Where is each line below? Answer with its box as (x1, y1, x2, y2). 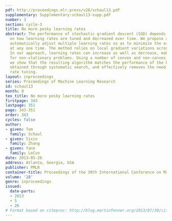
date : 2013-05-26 (5, 155, 42, 160)
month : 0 (5, 88, 24, 94)
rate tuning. (10, 70, 38, 75)
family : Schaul (10, 131, 42, 136)
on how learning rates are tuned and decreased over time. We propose (10, 36, 164, 42)
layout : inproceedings (5, 74, 54, 79)
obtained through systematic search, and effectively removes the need (10, 65, 166, 70)
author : (5, 122, 22, 127)
